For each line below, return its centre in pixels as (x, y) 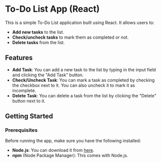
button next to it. (29, 101)
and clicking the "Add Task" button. (48, 75)
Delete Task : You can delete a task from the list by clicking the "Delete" (84, 95)
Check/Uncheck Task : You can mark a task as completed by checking (83, 80)
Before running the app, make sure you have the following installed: (73, 141)
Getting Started (29, 116)
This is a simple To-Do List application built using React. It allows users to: (80, 23)
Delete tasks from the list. (38, 42)
